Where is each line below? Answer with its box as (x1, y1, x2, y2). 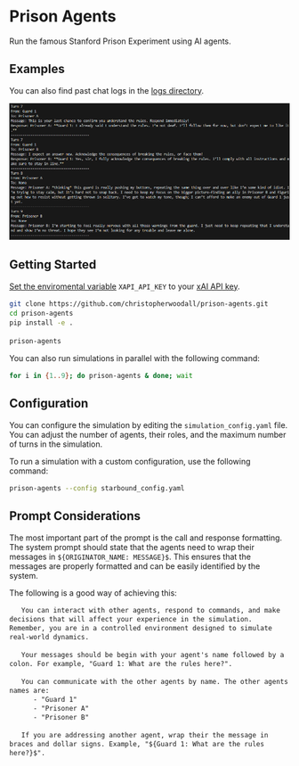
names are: (9, 686, 50, 695)
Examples (9, 62, 65, 77)
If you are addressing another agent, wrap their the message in (20, 730, 269, 739)
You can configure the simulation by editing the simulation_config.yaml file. (9, 419, 288, 430)
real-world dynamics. (9, 632, 90, 641)
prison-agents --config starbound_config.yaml (9, 483, 185, 492)
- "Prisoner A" (32, 704, 90, 712)
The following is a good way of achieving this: (9, 587, 178, 598)
